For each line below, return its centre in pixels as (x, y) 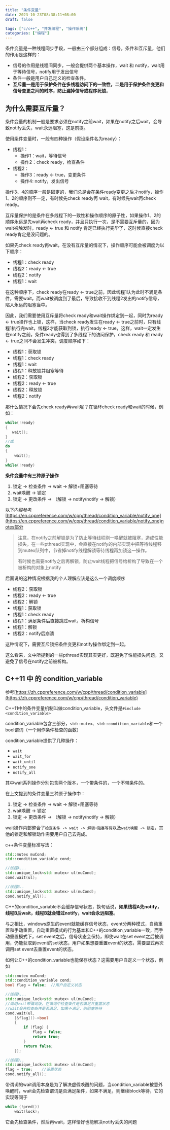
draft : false (19, 19)
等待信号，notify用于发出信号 (48, 72)
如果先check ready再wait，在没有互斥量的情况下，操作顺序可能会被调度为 (83, 245)
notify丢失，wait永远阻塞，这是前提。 (49, 128)
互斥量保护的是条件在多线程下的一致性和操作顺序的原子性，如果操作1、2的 (83, 215)
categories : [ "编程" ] (27, 33)
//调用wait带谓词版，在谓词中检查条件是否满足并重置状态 (58, 1004)
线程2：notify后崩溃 (33, 633)
